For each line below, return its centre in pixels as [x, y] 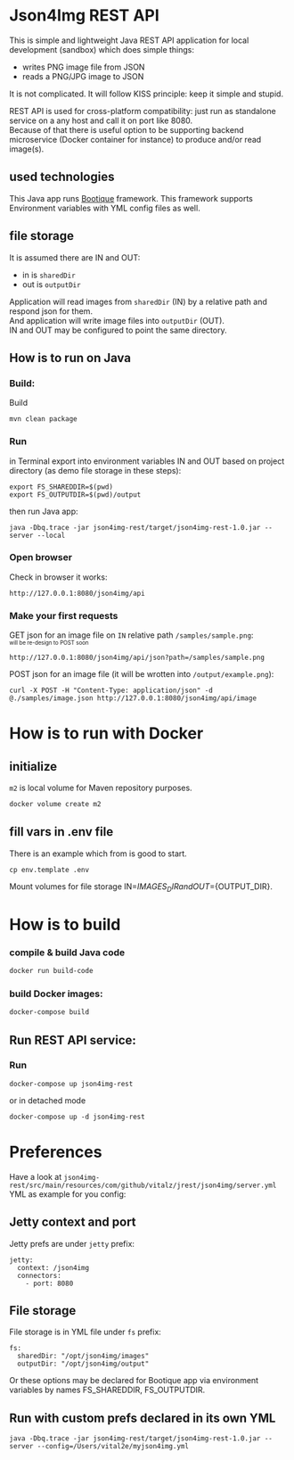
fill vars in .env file [61, 832]
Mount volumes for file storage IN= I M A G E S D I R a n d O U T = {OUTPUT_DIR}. [141, 887]
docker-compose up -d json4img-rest [77, 1117]
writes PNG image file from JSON [83, 67]
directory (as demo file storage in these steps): [95, 470]
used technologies [62, 177]
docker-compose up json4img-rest [71, 1084]
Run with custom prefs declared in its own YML [143, 1418]
